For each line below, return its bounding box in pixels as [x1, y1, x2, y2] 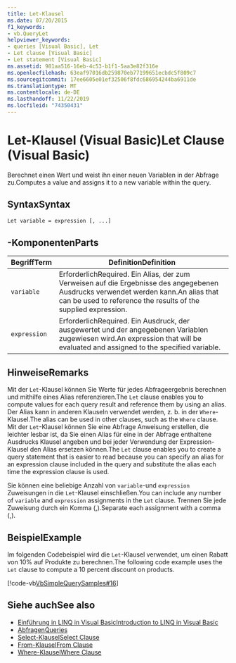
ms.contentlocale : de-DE [7, 89, 80, 96]
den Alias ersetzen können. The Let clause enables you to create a [29, 445, 221, 454]
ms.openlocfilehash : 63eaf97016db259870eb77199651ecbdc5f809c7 [7, 69, 197, 76]
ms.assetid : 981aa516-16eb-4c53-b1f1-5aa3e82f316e [7, 63, 159, 70]
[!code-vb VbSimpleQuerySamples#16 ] [7, 578, 119, 587]
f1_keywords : [7, 23, 46, 30]
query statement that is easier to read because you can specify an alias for [7, 452, 224, 461]
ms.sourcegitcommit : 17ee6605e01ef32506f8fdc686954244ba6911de [7, 75, 197, 83]
